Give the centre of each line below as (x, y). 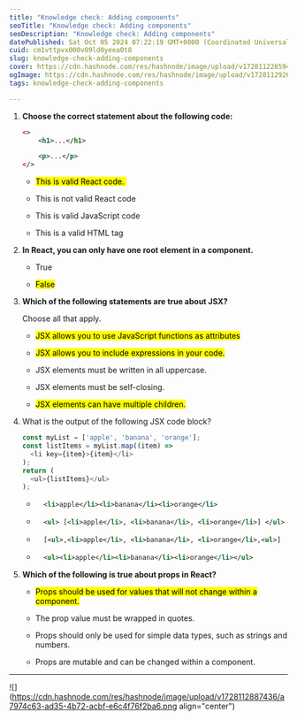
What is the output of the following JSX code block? (117, 422)
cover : (21, 67)
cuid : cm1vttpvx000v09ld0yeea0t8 (71, 50)
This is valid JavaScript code (88, 216)
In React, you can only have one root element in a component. (137, 250)
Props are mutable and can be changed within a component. (145, 662)
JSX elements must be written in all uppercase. (121, 370)
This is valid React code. (80, 181)
